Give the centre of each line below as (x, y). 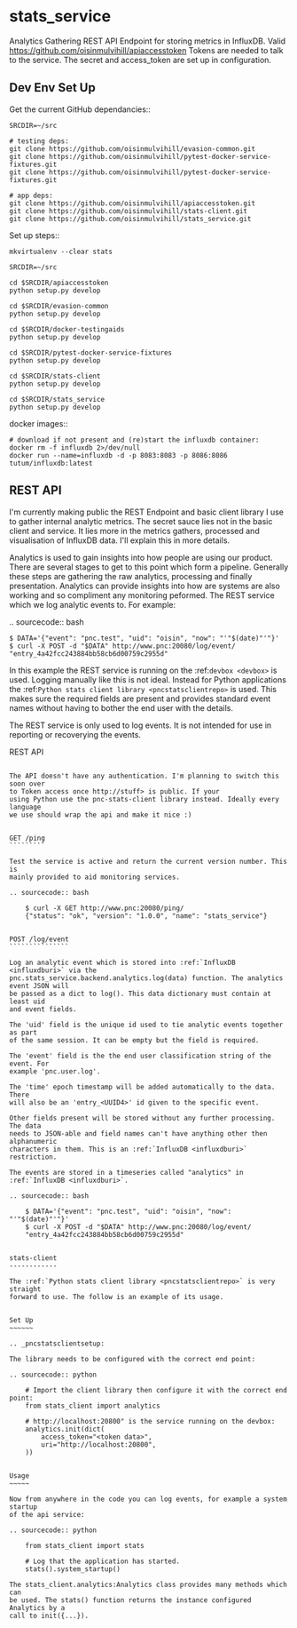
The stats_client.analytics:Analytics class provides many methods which (148, 1584)
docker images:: (39, 423)
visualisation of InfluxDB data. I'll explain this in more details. (120, 540)
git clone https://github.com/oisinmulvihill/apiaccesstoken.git (132, 203)
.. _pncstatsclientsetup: (57, 1344)
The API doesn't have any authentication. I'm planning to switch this (144, 776)
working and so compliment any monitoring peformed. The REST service (142, 595)
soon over (27, 784)
